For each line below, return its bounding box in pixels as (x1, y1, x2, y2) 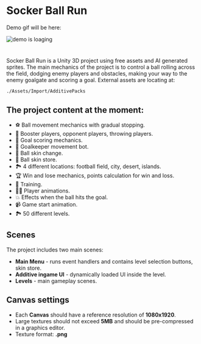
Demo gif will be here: (6, 24, 62, 31)
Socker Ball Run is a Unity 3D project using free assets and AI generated (6, 57, 188, 65)
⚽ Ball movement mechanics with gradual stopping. (15, 121, 145, 128)
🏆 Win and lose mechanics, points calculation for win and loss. (15, 172, 175, 179)
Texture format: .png (15, 330, 68, 338)
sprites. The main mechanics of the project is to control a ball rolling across (6, 63, 196, 71)
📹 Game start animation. (15, 200, 78, 208)
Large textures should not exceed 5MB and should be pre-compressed (15, 317, 194, 325)
